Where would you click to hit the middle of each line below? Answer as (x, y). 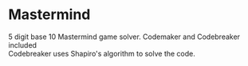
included (23, 45)
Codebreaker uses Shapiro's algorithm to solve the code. (102, 53)
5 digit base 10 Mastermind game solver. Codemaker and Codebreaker (124, 37)
